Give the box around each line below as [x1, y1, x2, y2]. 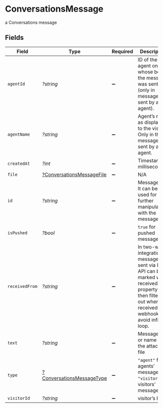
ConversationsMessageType [42, 374, 107, 381]
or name [137, 337, 157, 343]
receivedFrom [7, 284, 38, 289]
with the [137, 209, 156, 216]
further [137, 197, 154, 204]
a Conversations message [5, 19, 57, 25]
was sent [137, 80, 159, 87]
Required [111, 48, 133, 54]
